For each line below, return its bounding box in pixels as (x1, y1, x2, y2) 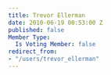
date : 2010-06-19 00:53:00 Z (8, 19, 103, 27)
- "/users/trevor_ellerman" (8, 55, 100, 63)
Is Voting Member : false (15, 41, 96, 48)
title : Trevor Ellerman (8, 11, 86, 20)
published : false (8, 26, 65, 34)
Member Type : (8, 33, 51, 41)
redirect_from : (8, 48, 58, 55)
